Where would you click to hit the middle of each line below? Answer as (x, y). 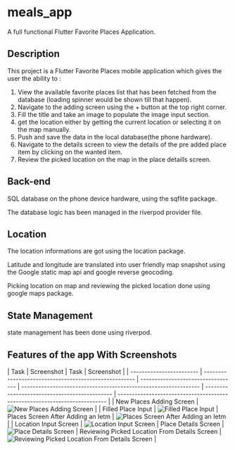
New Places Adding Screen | (157, 401)
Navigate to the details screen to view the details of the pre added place (122, 144)
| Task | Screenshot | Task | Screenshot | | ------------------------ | (105, 371)
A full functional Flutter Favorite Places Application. (82, 32)
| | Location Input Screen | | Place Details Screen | (116, 424)
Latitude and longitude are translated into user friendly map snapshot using (116, 265)
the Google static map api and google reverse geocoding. (91, 273)
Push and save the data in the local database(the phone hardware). (115, 137)
